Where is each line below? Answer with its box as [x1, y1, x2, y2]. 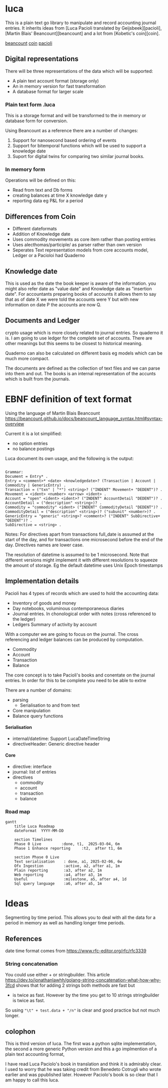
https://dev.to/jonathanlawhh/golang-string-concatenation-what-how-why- [5, 977, 161, 983]
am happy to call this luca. [5, 1077, 59, 1083]
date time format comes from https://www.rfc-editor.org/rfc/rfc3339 [5, 948, 146, 954]
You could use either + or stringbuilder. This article [5, 972, 110, 978]
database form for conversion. [5, 118, 68, 124]
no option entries [12, 440, 48, 446]
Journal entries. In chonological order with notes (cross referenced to [12, 611, 156, 617]
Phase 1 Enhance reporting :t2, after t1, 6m [14, 846, 122, 851]
